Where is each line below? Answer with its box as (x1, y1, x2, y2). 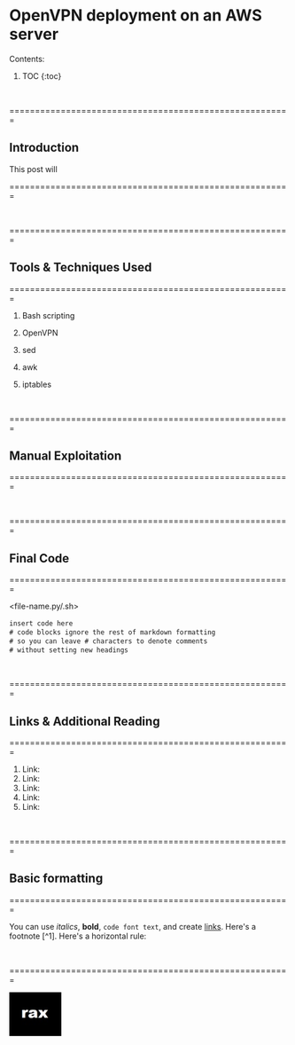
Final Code (9, 551, 70, 566)
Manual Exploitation (9, 448, 122, 463)
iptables (21, 379, 51, 389)
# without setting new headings (9, 646, 128, 655)
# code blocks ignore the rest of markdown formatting (9, 628, 216, 637)
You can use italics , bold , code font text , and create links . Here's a (9, 921, 257, 931)
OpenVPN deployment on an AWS (9, 5, 263, 26)
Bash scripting (21, 310, 75, 320)
